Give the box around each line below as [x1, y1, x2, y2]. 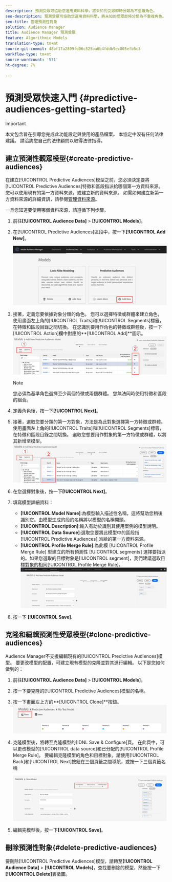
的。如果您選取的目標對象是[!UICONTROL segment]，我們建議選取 [20, 555, 161, 561]
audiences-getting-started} [5, 103, 126, 115]
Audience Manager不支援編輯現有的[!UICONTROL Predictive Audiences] [5, 653, 159, 659]
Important [5, 121, 26, 127]
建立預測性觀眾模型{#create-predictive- [5, 154, 134, 163]
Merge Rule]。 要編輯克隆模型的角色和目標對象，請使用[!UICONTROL [12, 752, 159, 758]
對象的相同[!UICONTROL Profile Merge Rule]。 [25, 562, 123, 568]
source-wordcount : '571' [5, 57, 58, 62]
